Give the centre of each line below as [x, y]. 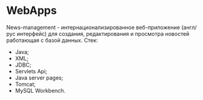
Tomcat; [25, 84]
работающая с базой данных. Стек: [52, 40]
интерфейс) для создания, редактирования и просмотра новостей [103, 33]
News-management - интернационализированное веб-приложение [93, 27]
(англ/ [189, 27]
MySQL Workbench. [40, 90]
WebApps [32, 11]
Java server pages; [39, 78]
